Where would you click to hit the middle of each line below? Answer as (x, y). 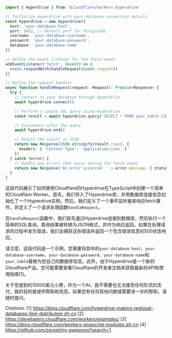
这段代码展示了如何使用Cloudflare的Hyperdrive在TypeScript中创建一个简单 (84, 188)
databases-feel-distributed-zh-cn (41, 314)
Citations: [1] (19, 308)
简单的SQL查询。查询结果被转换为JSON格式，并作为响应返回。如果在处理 (83, 225)
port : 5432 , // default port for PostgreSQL (58, 31)
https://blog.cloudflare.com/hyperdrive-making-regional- (93, 308)
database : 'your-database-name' (45, 45)
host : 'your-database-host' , (41, 26)
